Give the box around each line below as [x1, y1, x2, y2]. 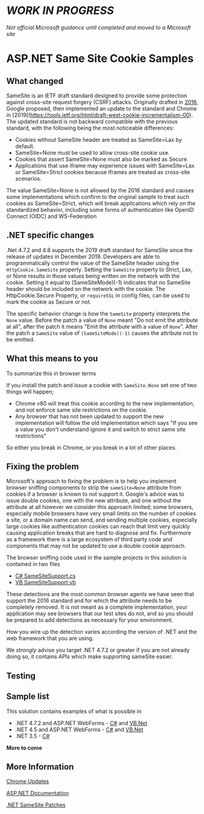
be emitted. [6, 335, 35, 343]
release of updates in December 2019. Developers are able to [6, 253, 160, 260]
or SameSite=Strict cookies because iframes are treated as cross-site [15, 168, 191, 175]
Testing [6, 670, 36, 681]
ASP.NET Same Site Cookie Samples [6, 52, 194, 66]
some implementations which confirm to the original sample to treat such [6, 193, 190, 200]
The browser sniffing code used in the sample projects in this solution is [6, 554, 187, 561]
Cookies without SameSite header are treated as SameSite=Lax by [15, 136, 182, 143]
